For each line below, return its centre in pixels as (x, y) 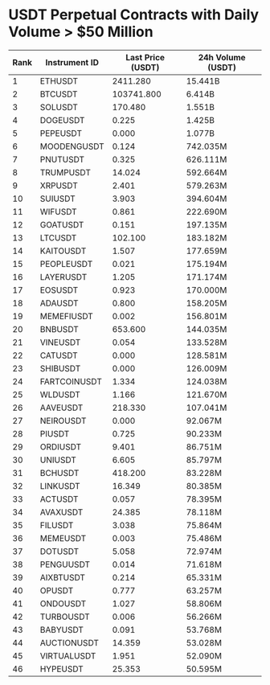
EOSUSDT (59, 289)
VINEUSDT (60, 342)
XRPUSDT (59, 185)
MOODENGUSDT (72, 146)
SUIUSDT (58, 199)
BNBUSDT (59, 329)
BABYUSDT (62, 630)
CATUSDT (59, 355)
